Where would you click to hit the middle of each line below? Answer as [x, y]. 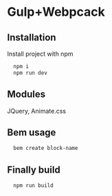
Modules [26, 95]
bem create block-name [46, 149]
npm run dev [31, 73]
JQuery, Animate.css [37, 111]
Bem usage [32, 132]
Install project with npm [40, 54]
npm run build [33, 186]
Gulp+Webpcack [56, 12]
